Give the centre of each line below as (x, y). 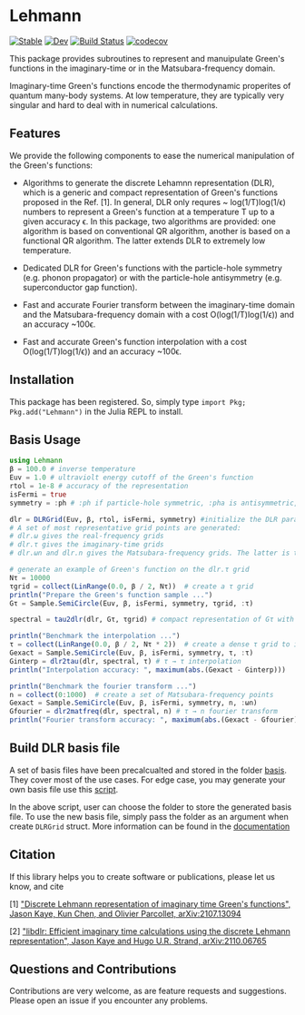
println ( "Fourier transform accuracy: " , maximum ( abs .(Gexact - (133, 720)
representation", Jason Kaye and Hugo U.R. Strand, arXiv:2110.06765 (138, 941)
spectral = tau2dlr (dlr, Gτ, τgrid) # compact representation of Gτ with (152, 620)
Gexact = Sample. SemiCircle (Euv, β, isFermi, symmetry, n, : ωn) (133, 703)
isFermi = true (38, 494)
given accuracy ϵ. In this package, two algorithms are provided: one (149, 221)
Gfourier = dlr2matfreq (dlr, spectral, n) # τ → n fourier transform (144, 712)
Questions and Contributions (93, 969)
